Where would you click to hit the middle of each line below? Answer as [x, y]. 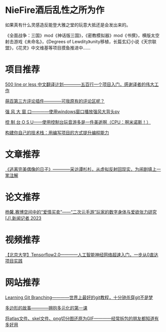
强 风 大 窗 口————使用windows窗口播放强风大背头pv [62, 111]
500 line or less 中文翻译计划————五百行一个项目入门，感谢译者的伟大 [80, 84]
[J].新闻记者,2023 [23, 218]
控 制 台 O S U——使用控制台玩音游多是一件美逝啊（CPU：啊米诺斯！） [78, 122]
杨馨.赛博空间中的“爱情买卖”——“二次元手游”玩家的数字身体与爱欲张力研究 [81, 212]
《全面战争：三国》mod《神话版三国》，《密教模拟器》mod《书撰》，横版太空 [82, 35]
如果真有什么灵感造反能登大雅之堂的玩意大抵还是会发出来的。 [68, 25]
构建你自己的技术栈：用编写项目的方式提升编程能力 [57, 132]
